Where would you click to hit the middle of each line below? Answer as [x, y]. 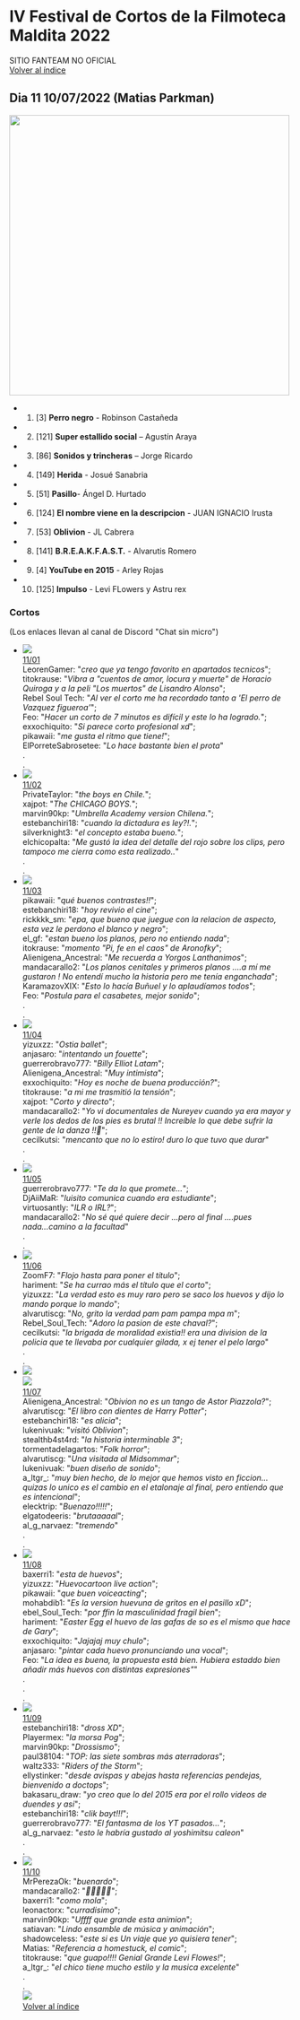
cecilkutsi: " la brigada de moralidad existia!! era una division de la [145, 1333]
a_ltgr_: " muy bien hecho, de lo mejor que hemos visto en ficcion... [145, 1478]
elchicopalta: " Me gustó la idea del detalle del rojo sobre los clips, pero [153, 842]
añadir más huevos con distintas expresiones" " [110, 1669]
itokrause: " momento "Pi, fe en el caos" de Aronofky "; [122, 948]
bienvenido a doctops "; [65, 1785]
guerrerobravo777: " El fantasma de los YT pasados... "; [124, 1824]
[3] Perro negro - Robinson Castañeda [107, 417]
